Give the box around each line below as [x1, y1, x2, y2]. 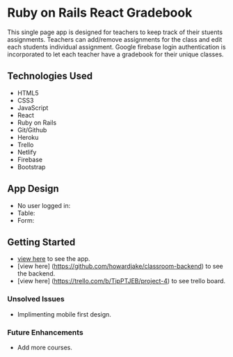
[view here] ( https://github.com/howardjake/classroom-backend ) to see [17, 262, 224, 271]
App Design [7, 183, 59, 195]
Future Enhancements [7, 327, 83, 337]
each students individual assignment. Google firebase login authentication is [7, 42, 226, 51]
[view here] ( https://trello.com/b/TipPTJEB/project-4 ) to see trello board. [17, 277, 226, 285]
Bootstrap [17, 162, 46, 171]
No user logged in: [17, 201, 71, 209]
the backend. [17, 269, 56, 278]
